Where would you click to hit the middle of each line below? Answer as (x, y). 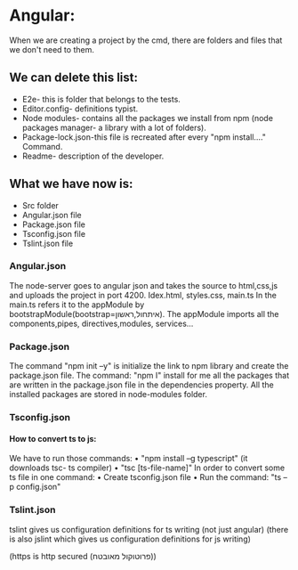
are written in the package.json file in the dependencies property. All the (141, 385)
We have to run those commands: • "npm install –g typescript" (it (129, 459)
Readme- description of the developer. (93, 156)
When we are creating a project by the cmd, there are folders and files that (146, 40)
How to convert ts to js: (53, 438)
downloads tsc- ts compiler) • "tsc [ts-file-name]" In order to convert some (147, 468)
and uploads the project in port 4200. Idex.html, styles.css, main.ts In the (143, 295)
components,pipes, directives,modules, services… (101, 323)
